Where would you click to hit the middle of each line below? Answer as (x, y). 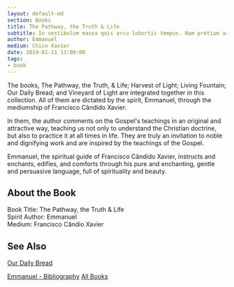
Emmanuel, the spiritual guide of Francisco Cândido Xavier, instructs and (111, 156)
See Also (27, 246)
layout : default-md (36, 14)
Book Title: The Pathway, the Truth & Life (66, 210)
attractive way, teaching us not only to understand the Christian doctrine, (112, 128)
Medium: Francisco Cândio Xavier (56, 224)
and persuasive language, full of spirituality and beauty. (87, 171)
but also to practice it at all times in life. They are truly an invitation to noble (115, 136)
